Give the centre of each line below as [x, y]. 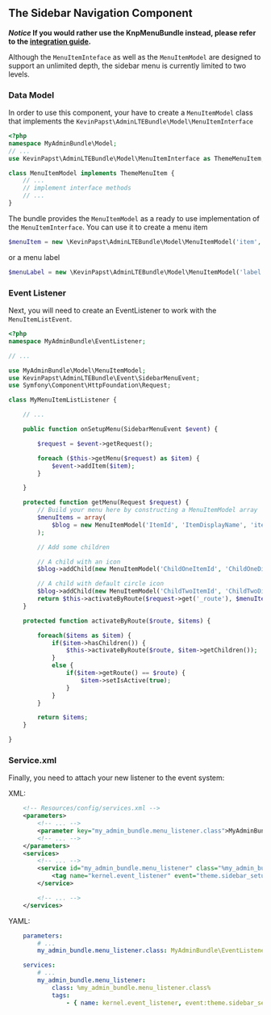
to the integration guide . [50, 41]
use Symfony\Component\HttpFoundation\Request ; [90, 386]
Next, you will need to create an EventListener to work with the [113, 311]
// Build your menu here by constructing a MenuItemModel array [148, 510]
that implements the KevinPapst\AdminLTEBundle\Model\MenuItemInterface [131, 121]
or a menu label [34, 257]
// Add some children [74, 547]
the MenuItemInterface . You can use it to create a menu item [108, 227]
